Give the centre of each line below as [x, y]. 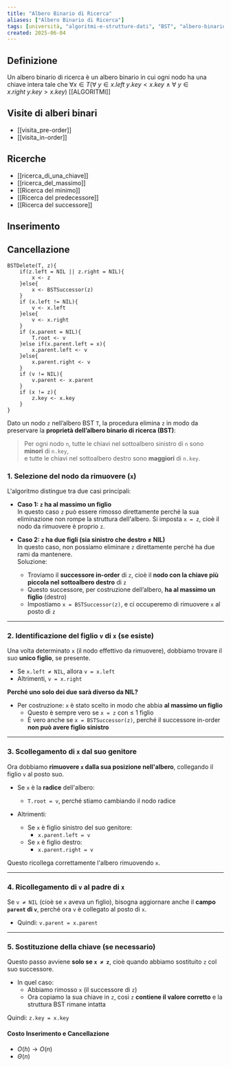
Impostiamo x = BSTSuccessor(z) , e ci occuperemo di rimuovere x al [124, 604]
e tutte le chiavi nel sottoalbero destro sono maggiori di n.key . [112, 458]
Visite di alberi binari [52, 113]
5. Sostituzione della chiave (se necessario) [81, 947]
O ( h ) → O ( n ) [35, 1049]
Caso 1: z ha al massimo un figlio [64, 505]
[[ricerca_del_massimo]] [51, 182]
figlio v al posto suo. [35, 774]
